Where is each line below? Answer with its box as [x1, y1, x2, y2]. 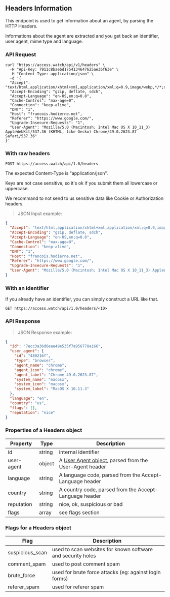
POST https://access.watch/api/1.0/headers [5, 161, 99, 167]
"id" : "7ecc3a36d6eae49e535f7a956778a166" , [10, 344, 103, 349]
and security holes [52, 552, 96, 559]
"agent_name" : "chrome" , [14, 363, 67, 368]
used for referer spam [52, 583, 104, 590]
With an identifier [5, 284, 49, 291]
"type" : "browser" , [14, 358, 56, 363]
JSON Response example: [17, 329, 72, 335]
